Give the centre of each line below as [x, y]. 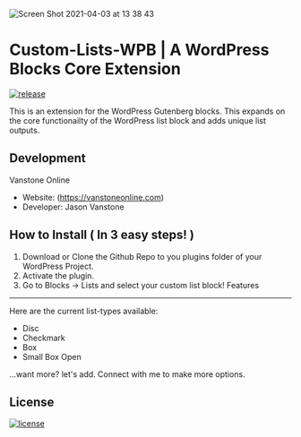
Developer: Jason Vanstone [73, 207]
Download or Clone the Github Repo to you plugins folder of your [142, 256]
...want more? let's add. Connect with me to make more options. [127, 374]
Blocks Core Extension [95, 69]
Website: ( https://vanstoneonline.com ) [93, 197]
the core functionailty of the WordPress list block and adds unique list [138, 120]
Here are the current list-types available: [84, 311]
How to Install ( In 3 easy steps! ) [102, 235]
